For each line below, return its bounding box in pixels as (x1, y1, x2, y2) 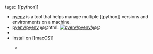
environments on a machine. (12, 19, 71, 25)
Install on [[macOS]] (12, 35, 54, 41)
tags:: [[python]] (5, 4, 39, 10)
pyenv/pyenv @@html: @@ (12, 24, 101, 30)
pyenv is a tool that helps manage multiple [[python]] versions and (12, 14, 148, 19)
